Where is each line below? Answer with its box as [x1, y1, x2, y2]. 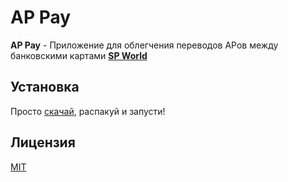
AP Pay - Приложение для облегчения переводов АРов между [10, 39, 279, 51]
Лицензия [10, 134, 76, 151]
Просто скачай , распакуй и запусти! [10, 105, 166, 117]
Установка [10, 79, 80, 96]
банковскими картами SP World [10, 49, 148, 61]
